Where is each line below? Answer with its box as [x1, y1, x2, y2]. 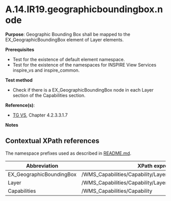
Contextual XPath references [5, 136, 100, 146]
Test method [5, 77, 33, 83]
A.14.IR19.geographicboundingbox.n [5, 4, 163, 15]
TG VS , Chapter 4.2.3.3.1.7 [12, 112, 68, 118]
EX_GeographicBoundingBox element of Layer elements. [5, 37, 124, 43]
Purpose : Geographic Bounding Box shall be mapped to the [5, 31, 131, 37]
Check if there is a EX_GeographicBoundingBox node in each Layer [12, 87, 154, 93]
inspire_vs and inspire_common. [12, 67, 80, 73]
